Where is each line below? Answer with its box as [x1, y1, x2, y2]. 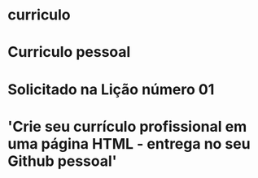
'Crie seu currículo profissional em [7, 117, 247, 136]
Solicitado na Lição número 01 [7, 80, 215, 98]
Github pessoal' [7, 152, 117, 170]
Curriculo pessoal [7, 43, 131, 62]
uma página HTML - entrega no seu [7, 134, 251, 153]
